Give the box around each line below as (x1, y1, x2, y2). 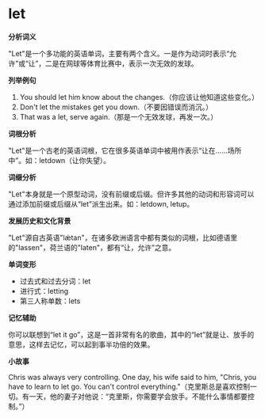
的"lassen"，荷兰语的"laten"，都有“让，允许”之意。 (8, 242, 176, 252)
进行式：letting (19, 286, 69, 295)
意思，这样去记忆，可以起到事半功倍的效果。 (8, 340, 155, 349)
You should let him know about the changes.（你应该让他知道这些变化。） (19, 92, 259, 101)
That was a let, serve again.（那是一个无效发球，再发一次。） (19, 112, 218, 121)
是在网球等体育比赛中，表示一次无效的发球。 (52, 59, 198, 68)
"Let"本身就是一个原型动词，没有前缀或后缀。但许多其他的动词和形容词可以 (8, 189, 255, 199)
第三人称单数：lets (19, 296, 81, 306)
